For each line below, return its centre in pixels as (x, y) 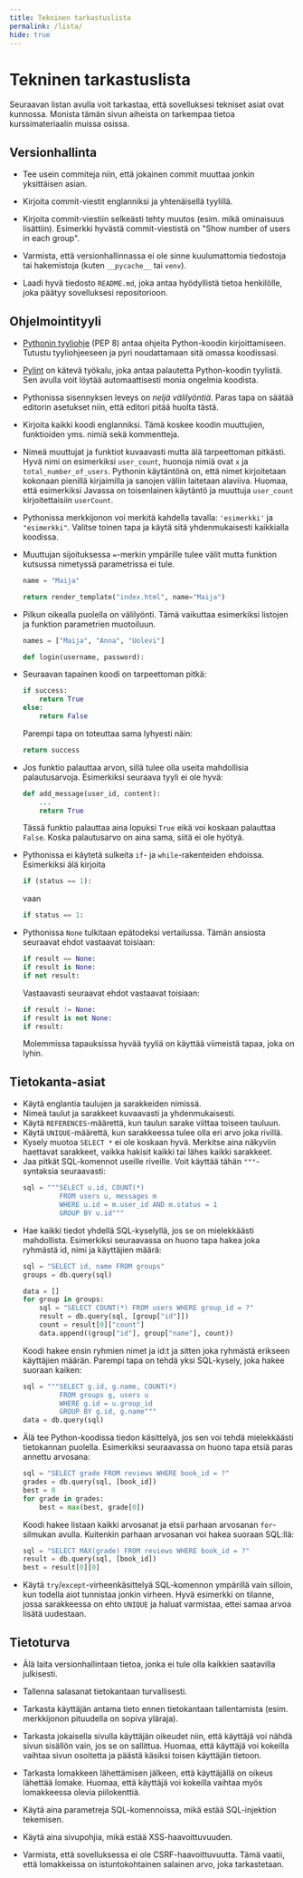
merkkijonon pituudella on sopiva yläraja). (100, 1718)
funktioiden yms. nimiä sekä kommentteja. (101, 434)
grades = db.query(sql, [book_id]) (90, 1482)
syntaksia (40, 1172)
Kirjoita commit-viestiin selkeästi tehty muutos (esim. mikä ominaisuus (153, 219)
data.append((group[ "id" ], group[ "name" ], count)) (137, 1333)
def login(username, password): (83, 657)
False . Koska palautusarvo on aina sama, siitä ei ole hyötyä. (133, 837)
